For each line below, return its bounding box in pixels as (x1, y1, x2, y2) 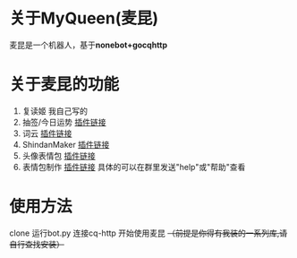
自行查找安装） (9, 238, 64, 249)
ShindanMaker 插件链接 (21, 139, 110, 150)
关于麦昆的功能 (9, 74, 120, 95)
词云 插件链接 (21, 127, 72, 139)
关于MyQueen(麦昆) (9, 8, 159, 29)
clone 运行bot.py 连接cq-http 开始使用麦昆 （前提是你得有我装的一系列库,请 (9, 228, 288, 238)
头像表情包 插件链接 (21, 150, 96, 161)
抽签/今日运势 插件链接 (21, 116, 106, 127)
